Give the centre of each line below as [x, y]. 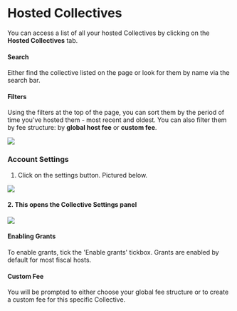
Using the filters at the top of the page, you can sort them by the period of [116, 113]
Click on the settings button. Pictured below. [83, 175]
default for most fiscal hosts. [49, 260]
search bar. [24, 81]
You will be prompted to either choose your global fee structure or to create [118, 292]
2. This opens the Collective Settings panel [72, 205]
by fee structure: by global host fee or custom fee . [82, 128]
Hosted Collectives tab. [43, 40]
